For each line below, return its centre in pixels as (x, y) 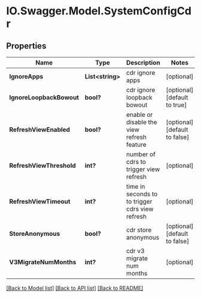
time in (135, 187)
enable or (139, 115)
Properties (26, 46)
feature (136, 145)
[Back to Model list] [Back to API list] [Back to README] (75, 288)
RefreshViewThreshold (42, 166)
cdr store (139, 230)
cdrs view (140, 209)
